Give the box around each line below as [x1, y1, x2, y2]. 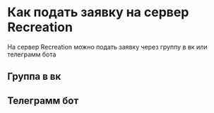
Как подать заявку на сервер [7, 4, 189, 20]
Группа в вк [7, 71, 61, 83]
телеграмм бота [7, 50, 57, 59]
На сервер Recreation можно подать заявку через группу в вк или [7, 42, 208, 51]
